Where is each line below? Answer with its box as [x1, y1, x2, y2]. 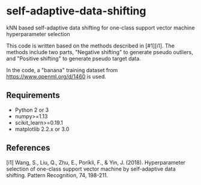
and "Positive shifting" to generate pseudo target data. [6, 55, 141, 62]
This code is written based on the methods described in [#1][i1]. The [6, 42, 175, 49]
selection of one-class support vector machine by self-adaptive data [6, 165, 176, 172]
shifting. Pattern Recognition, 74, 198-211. [6, 171, 109, 178]
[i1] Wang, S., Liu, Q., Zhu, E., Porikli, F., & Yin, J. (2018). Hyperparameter [6, 159, 186, 166]
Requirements [6, 90, 60, 100]
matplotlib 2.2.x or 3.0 [14, 125, 70, 133]
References [6, 143, 50, 153]
